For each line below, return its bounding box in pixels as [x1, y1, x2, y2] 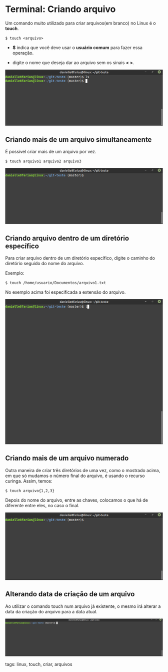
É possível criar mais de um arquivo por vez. [5, 149, 96, 155]
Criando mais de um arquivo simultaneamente [5, 135, 152, 144]
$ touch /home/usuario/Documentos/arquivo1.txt [5, 280, 106, 285]
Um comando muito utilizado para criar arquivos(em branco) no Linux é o [5, 20, 156, 26]
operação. [12, 50, 34, 56]
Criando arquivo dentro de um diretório [5, 234, 129, 243]
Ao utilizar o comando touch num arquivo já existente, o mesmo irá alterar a [5, 603, 161, 609]
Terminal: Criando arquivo [5, 4, 116, 15]
